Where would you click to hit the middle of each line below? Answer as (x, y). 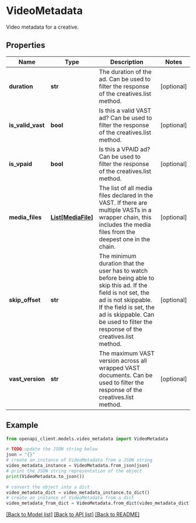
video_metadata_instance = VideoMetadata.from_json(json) (78, 466)
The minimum (118, 256)
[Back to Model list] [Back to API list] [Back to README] (73, 515)
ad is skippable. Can (127, 314)
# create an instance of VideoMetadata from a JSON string (79, 460)
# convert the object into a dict (48, 487)
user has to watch (123, 270)
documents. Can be (126, 375)
